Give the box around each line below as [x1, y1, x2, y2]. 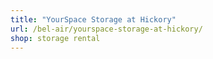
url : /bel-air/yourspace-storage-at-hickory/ [10, 24, 203, 34]
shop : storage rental [10, 33, 101, 43]
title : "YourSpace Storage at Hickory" [10, 14, 177, 25]
